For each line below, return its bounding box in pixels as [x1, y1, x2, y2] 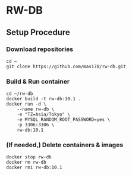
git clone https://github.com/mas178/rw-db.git [6, 63, 127, 69]
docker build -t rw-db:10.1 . [6, 96, 81, 102]
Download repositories [6, 45, 73, 53]
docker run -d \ [6, 101, 46, 107]
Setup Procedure [6, 27, 70, 37]
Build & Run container [6, 77, 70, 85]
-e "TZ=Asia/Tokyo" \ [17, 112, 70, 117]
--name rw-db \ [17, 106, 55, 113]
